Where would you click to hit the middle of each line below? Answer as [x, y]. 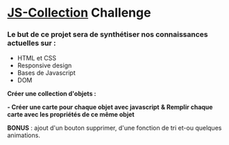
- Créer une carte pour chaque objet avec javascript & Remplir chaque [110, 107]
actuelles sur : [32, 43]
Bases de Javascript [46, 73]
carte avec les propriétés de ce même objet [71, 114]
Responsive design [44, 66]
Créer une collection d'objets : [52, 94]
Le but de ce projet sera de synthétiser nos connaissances [108, 35]
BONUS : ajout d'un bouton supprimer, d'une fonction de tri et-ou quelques [114, 128]
